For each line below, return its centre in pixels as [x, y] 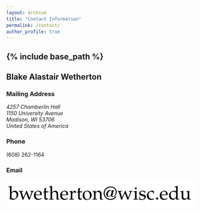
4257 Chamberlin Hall [34, 107]
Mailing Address [31, 94]
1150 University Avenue [35, 113]
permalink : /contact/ [33, 25]
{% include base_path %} [55, 57]
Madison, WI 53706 [31, 120]
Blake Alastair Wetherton [54, 77]
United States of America [37, 126]
